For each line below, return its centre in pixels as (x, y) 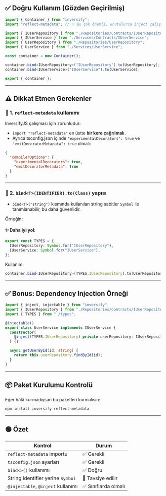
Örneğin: (14, 219)
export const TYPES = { (30, 241)
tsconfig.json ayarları (33, 462)
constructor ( (23, 332)
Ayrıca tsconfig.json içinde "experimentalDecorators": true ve (76, 138)
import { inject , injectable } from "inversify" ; (57, 305)
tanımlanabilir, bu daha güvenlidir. (46, 209)
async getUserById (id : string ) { (44, 351)
